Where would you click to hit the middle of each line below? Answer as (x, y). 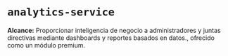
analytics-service (61, 12)
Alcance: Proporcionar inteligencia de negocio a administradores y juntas (114, 30)
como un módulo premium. (46, 45)
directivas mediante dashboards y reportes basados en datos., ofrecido (111, 38)
